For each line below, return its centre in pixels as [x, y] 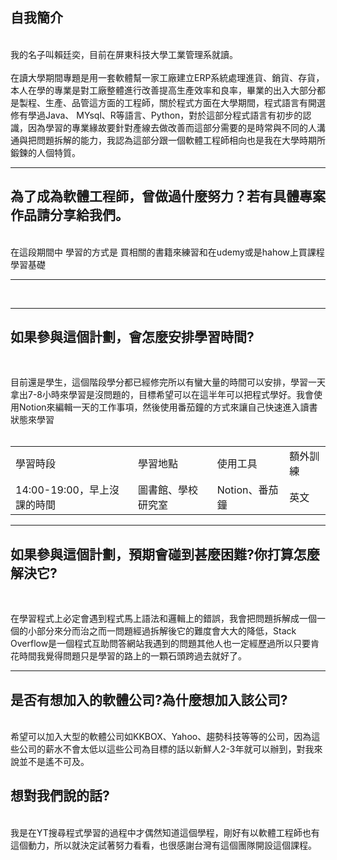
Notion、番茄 [247, 490]
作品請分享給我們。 [69, 215]
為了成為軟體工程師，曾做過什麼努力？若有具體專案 [168, 196]
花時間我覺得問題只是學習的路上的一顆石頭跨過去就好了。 [128, 656]
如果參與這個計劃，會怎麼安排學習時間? [132, 337]
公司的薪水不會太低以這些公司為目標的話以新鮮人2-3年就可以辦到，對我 [166, 749]
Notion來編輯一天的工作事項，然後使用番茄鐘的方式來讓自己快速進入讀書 [168, 407]
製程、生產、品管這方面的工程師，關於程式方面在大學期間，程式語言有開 [167, 102]
